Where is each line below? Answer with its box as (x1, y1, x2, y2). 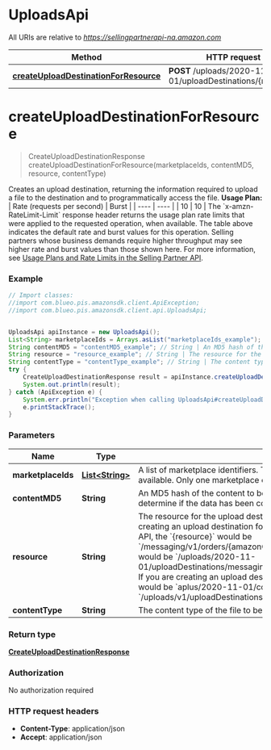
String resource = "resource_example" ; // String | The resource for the (8, 350, 262, 358)
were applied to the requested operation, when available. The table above (8, 218, 253, 228)
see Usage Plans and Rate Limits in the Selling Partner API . (8, 253, 204, 262)
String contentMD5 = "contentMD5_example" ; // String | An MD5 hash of (8, 343, 254, 351)
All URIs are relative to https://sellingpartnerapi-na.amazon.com (8, 32, 222, 42)
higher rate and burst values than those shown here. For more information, (8, 244, 256, 253)
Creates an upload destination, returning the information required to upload (8, 184, 258, 194)
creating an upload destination (138, 521, 254, 532)
